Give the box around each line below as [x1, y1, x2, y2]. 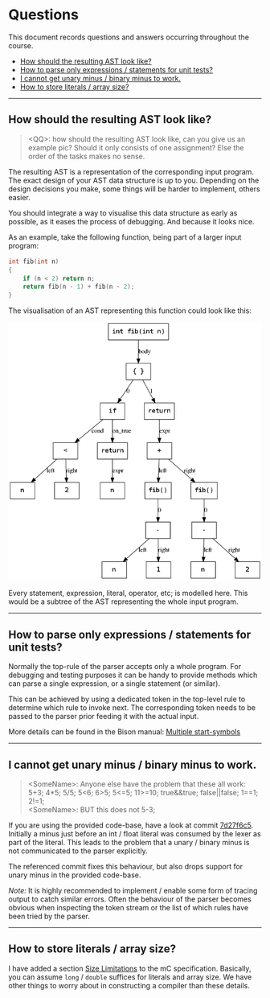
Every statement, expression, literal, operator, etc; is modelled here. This [8, 589, 248, 598]
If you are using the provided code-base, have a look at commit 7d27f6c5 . [8, 820, 254, 830]
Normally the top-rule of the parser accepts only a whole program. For [8, 662, 242, 671]
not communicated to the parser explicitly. [8, 846, 149, 856]
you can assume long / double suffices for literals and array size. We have [8, 971, 252, 982]
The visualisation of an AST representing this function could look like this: [8, 306, 252, 315]
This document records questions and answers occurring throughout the [8, 32, 249, 42]
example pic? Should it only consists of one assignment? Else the [27, 142, 244, 152]
